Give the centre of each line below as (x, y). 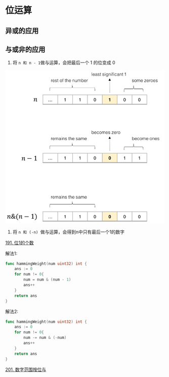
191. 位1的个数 (19, 243)
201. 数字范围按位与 (26, 369)
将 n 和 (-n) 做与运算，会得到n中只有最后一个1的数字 (69, 232)
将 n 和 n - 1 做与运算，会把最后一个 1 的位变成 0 (64, 63)
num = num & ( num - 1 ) (47, 280)
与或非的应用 (25, 49)
